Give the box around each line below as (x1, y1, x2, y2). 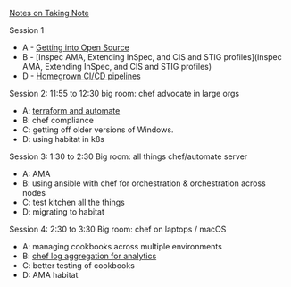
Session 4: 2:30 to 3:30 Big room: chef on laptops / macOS (9, 224, 227, 234)
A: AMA (21, 169, 51, 179)
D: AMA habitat (21, 270, 79, 280)
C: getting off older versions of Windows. (21, 124, 174, 135)
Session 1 (9, 25, 45, 35)
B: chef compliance (21, 115, 94, 125)
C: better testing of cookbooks (21, 260, 136, 271)
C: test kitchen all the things (21, 197, 125, 207)
